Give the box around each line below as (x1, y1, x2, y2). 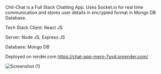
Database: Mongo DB (5, 44, 50, 49)
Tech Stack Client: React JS (5, 24, 63, 30)
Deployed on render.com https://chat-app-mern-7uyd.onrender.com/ (5, 53, 148, 59)
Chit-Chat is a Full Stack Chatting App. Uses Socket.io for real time (5, 4, 143, 10)
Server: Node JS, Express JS (5, 34, 65, 40)
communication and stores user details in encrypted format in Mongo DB (5, 9, 156, 15)
